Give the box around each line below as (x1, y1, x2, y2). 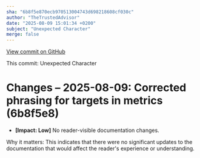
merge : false (6, 31, 39, 38)
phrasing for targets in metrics (6, 94, 163, 108)
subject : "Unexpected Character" (6, 25, 91, 32)
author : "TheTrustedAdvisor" (6, 15, 80, 21)
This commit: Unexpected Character (6, 60, 97, 67)
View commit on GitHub (6, 48, 65, 55)
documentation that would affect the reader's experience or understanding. (6, 145, 195, 152)
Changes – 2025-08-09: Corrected (6, 81, 187, 94)
